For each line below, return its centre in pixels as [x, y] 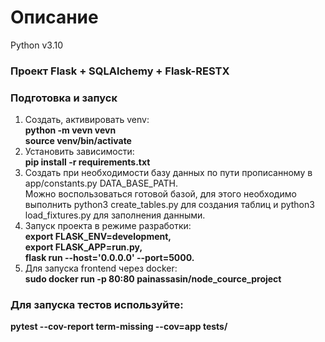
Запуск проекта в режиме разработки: [108, 226]
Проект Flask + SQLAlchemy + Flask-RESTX [120, 71]
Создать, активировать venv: [87, 120]
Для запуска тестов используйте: [97, 305]
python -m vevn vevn [70, 130]
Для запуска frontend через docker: [101, 268]
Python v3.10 [37, 45]
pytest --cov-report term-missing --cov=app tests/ [119, 327]
